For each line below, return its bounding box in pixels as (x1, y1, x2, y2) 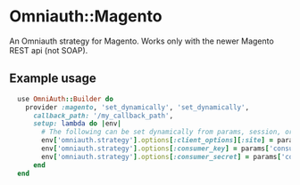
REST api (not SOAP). (9, 44, 88, 55)
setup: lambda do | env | (32, 119, 122, 128)
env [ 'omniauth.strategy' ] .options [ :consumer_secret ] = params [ (41, 152, 281, 161)
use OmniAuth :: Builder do (17, 94, 114, 103)
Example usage (9, 71, 96, 86)
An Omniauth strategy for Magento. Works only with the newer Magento (9, 36, 274, 46)
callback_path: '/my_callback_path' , (32, 111, 174, 120)
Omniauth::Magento (9, 6, 162, 27)
